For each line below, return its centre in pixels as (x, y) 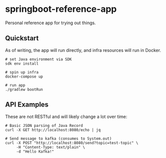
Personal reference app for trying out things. (51, 23)
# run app (15, 85)
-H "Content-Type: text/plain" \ (51, 147)
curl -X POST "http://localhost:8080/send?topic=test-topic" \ (72, 143)
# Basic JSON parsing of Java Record (44, 125)
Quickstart (22, 38)
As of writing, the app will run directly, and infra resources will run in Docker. (83, 50)
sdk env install (22, 63)
